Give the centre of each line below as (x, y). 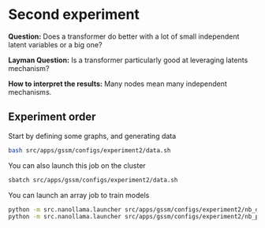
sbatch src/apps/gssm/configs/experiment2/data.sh (93, 180)
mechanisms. (30, 92)
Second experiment (74, 15)
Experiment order (52, 117)
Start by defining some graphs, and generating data (92, 136)
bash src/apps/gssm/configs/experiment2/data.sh (90, 150)
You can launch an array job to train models (79, 195)
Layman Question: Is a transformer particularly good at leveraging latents (128, 60)
